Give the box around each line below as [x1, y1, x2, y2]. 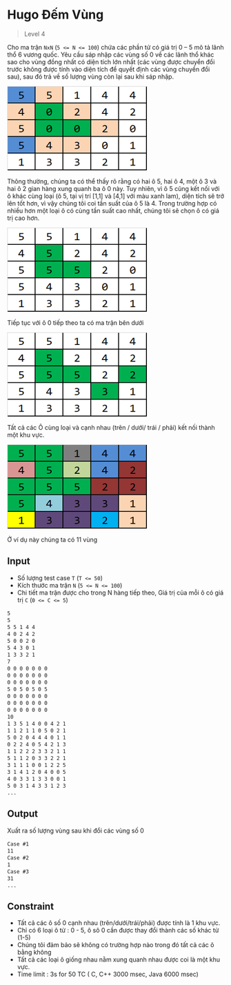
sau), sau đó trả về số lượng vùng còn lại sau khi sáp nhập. [7, 72, 174, 81]
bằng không [17, 948, 52, 957]
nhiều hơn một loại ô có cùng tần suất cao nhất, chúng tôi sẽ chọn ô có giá [7, 206, 219, 215]
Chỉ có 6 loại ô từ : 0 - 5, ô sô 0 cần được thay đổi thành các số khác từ [17, 926, 219, 935]
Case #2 [7, 854, 30, 862]
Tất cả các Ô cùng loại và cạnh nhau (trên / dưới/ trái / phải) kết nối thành [7, 423, 215, 431]
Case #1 [7, 840, 30, 848]
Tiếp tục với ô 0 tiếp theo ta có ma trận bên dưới [7, 318, 144, 327]
